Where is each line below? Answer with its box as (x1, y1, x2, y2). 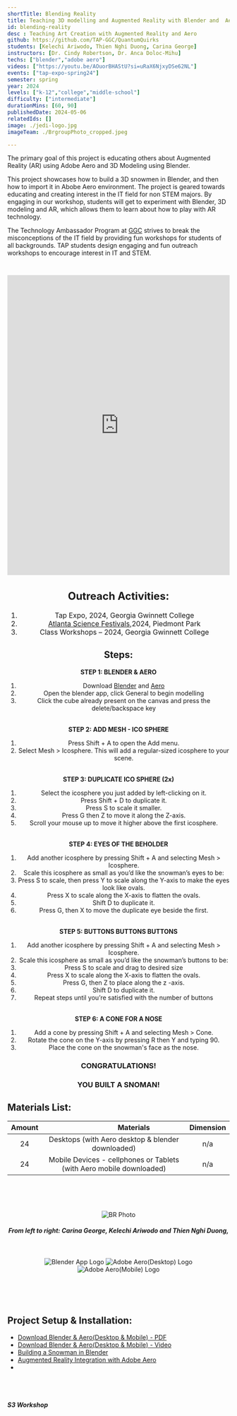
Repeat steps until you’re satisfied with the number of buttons (34, 993, 214, 1002)
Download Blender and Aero (83, 681, 165, 690)
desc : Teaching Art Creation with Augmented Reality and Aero (7, 30, 197, 37)
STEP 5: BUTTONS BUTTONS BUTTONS (59, 927, 178, 935)
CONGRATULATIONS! (80, 1060, 157, 1070)
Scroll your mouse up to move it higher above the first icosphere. (29, 818, 219, 827)
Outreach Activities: (68, 589, 169, 604)
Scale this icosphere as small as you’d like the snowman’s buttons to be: (19, 956, 229, 964)
